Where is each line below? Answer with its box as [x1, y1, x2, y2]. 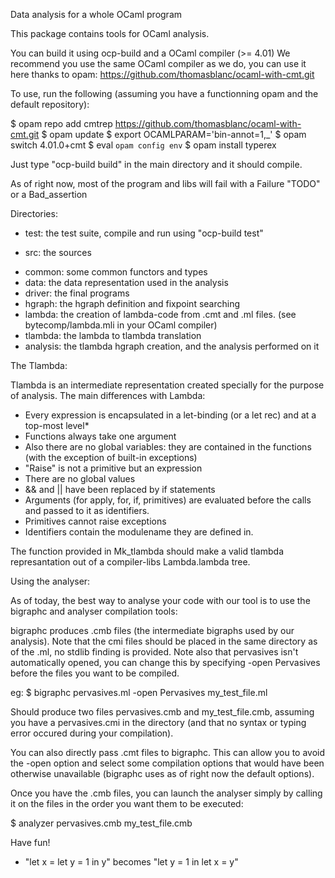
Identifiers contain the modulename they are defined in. [24, 526, 254, 538]
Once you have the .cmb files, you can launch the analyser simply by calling [10, 787, 323, 799]
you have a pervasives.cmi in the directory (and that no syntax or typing [10, 717, 307, 728]
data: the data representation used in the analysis [24, 277, 229, 288]
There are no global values [24, 473, 136, 484]
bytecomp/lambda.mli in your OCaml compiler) [24, 319, 218, 331]
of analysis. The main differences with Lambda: [10, 390, 206, 401]
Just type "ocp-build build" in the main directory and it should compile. [10, 159, 303, 170]
